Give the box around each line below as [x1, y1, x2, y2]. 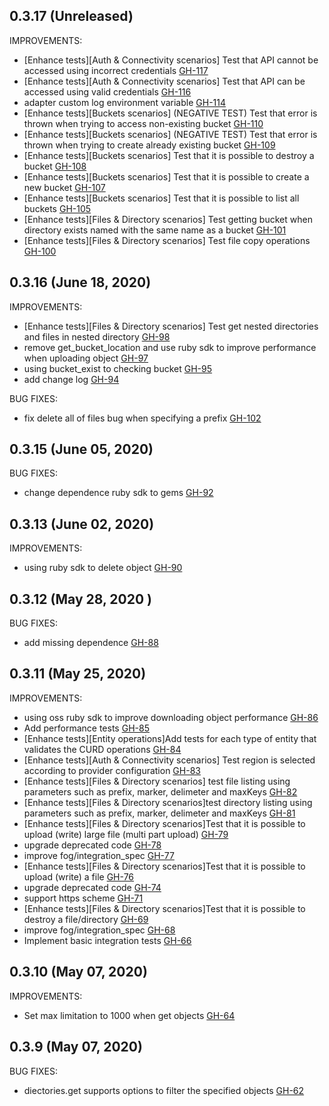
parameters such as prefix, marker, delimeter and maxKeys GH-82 [23, 785, 298, 798]
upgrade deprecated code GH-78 [23, 839, 162, 851]
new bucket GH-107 [23, 181, 106, 193]
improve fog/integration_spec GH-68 [23, 924, 176, 936]
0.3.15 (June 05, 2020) [9, 441, 154, 458]
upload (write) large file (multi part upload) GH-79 [23, 828, 229, 840]
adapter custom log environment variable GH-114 [23, 96, 227, 108]
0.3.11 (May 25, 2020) [9, 665, 147, 683]
